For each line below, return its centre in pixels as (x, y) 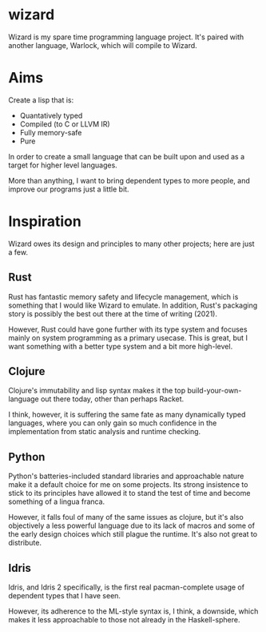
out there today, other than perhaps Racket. (112, 399)
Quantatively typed (51, 115)
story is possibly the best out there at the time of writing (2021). (113, 313)
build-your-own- (214, 391)
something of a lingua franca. (57, 501)
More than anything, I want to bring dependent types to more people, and (129, 180)
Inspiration (45, 221)
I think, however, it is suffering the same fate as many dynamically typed (127, 415)
